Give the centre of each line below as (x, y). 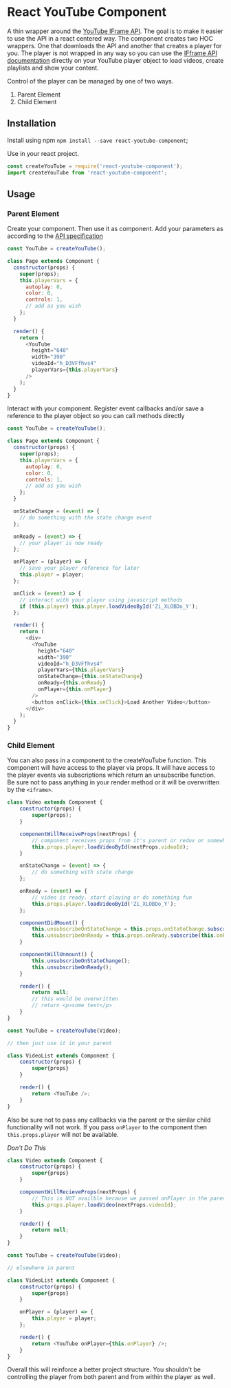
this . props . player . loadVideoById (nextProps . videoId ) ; (110, 847)
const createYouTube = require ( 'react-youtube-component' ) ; (95, 166)
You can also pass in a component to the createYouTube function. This (107, 760)
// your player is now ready (61, 543)
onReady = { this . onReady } (72, 683)
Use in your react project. (43, 153)
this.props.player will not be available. (63, 1134)
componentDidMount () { (52, 923)
